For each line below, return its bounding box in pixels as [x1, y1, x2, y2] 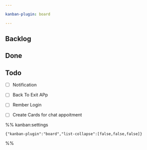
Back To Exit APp [12, 92, 48, 98]
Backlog [5, 34, 32, 43]
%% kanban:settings [5, 122, 49, 128]
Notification [12, 82, 37, 88]
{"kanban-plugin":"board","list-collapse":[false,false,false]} [5, 131, 142, 136]
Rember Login [12, 102, 42, 108]
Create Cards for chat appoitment [12, 112, 82, 118]
